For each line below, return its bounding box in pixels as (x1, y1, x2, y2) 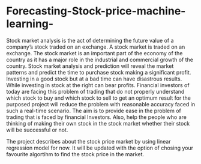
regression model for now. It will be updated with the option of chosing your (6, 144, 194, 151)
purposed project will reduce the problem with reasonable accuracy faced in (6, 100, 196, 108)
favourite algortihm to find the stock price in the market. (6, 150, 145, 157)
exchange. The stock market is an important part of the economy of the (6, 49, 183, 56)
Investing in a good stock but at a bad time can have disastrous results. (6, 75, 182, 82)
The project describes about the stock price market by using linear (6, 138, 171, 145)
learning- (6, 17, 54, 31)
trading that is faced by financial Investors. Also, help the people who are (6, 113, 187, 121)
